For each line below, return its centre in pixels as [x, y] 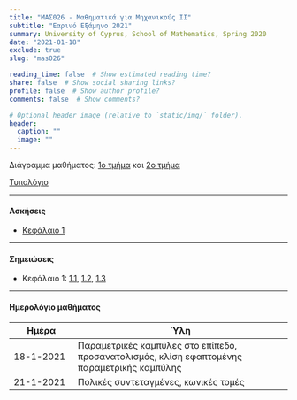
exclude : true [35, 50]
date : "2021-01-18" [45, 42]
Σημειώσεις [32, 258]
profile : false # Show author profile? [85, 91]
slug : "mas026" [37, 58]
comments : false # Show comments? [75, 99]
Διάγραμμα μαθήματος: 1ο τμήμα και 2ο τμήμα [95, 165]
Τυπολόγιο [29, 182]
